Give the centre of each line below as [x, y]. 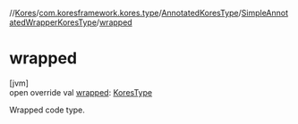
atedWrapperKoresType [53, 22]
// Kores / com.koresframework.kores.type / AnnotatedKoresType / [125, 13]
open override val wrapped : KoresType [81, 92]
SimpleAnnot [265, 13]
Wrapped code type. [47, 110]
